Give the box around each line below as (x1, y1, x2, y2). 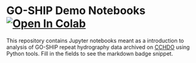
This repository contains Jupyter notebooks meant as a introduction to (6, 37, 184, 44)
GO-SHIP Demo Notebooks (6, 4, 146, 18)
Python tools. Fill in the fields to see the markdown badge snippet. (6, 50, 173, 57)
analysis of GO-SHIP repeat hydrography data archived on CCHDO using (6, 43, 190, 51)
